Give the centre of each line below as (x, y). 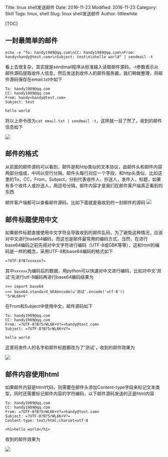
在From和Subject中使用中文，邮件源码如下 (49, 306)
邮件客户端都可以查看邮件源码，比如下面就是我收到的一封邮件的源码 (75, 202)
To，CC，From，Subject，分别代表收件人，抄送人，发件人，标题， (83, 179)
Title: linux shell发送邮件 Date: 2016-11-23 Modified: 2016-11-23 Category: (81, 7)
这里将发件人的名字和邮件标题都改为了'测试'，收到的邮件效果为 (70, 348)
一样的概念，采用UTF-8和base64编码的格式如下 (63, 252)
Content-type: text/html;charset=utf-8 (47, 421)
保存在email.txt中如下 (40, 79)
